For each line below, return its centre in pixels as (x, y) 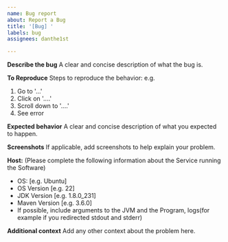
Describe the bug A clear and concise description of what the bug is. (105, 65)
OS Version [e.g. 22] (46, 188)
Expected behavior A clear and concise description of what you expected (112, 126)
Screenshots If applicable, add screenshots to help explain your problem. (111, 147)
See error (31, 113)
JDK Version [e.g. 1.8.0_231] (56, 196)
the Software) (26, 168)
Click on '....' (34, 99)
